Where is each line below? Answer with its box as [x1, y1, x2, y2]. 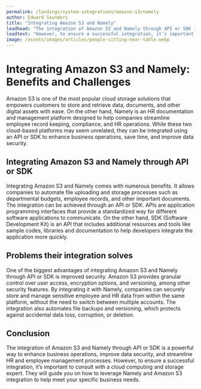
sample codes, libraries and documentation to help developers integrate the [6, 227, 193, 234]
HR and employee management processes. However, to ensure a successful [6, 357, 194, 364]
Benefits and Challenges [6, 76, 131, 89]
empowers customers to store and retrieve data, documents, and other [6, 101, 181, 108]
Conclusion [6, 328, 50, 339]
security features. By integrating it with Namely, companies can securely [6, 285, 185, 292]
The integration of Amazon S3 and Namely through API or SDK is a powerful [6, 344, 194, 351]
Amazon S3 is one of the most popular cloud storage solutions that [6, 95, 171, 102]
